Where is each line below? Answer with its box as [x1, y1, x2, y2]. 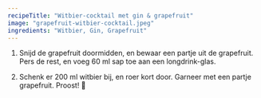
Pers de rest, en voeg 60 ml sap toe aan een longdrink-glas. [18, 57, 216, 66]
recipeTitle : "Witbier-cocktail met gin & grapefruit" [7, 11, 194, 20]
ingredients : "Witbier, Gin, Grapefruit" [7, 26, 148, 34]
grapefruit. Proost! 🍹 [18, 80, 86, 90]
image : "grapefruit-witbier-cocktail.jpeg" [7, 19, 155, 27]
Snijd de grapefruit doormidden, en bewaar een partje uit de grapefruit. [18, 49, 254, 58]
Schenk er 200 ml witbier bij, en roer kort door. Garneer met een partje [18, 73, 252, 82]
